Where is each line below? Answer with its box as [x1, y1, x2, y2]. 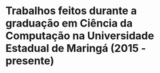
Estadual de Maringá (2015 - [5, 42, 146, 55]
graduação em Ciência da [5, 16, 133, 30]
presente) [5, 54, 54, 68]
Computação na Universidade [5, 29, 154, 42]
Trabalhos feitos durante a [5, 4, 137, 18]
